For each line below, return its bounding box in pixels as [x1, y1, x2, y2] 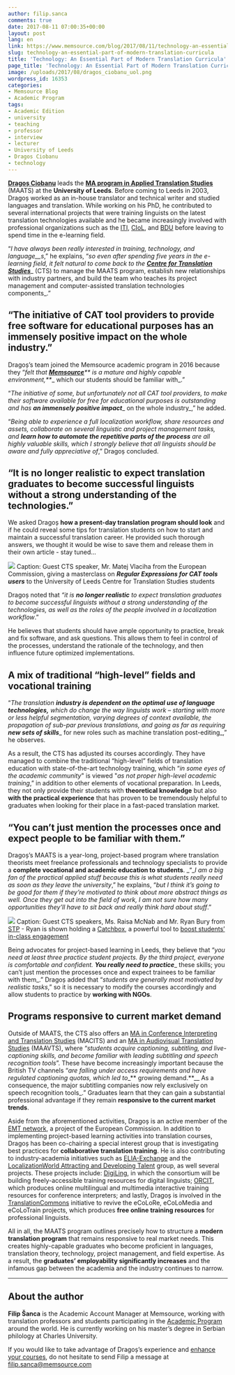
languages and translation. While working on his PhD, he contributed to [8, 201, 212, 210]
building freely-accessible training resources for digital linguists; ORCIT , [8, 1176, 215, 1184]
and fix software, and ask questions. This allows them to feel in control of [8, 634, 218, 643]
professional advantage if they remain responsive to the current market [8, 1096, 215, 1104]
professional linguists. [8, 1213, 71, 1221]
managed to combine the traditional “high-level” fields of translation [8, 757, 203, 765]
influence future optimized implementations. [8, 649, 135, 657]
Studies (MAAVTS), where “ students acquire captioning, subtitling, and [8, 1044, 213, 1052]
